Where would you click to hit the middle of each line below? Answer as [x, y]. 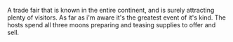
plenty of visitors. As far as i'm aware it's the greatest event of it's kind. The [116, 17]
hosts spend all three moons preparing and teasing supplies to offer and [112, 25]
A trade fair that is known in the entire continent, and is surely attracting [111, 10]
